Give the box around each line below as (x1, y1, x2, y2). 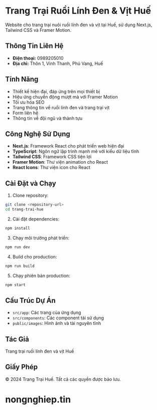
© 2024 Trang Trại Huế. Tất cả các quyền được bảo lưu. (5, 376, 121, 382)
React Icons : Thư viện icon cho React (12, 164, 91, 171)
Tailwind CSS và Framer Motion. (5, 27, 72, 33)
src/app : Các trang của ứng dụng (12, 310, 81, 316)
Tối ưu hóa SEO (12, 99, 45, 105)
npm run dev (5, 244, 30, 249)
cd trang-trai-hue (5, 207, 44, 212)
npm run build (5, 263, 35, 268)
